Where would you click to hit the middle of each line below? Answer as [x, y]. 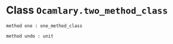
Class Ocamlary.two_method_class [87, 10]
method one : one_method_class [44, 26]
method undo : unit [30, 36]
